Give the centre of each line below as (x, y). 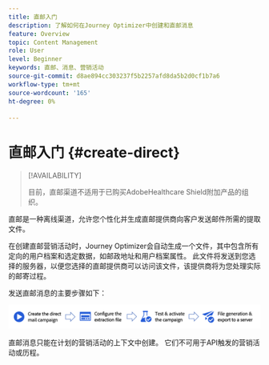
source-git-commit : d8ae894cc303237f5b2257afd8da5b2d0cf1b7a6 (114, 76)
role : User (26, 51)
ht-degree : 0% (32, 101)
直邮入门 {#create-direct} (94, 153)
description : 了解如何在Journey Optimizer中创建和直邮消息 (101, 25)
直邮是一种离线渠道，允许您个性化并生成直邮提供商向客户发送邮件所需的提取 (134, 219)
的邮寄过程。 (29, 276)
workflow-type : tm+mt (44, 84)
